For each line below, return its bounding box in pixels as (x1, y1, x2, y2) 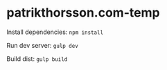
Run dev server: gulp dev (6, 41, 79, 49)
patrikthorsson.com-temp (6, 5, 160, 21)
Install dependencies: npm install (6, 28, 104, 36)
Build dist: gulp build (6, 54, 68, 63)
